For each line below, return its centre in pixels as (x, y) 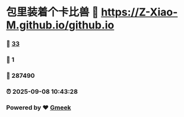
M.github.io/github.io (60, 25)
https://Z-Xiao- (139, 12)
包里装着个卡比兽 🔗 (53, 12)
